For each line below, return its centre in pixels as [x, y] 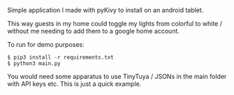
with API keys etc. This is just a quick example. [74, 84]
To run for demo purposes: [46, 44]
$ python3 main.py [34, 64]
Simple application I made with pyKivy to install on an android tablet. [105, 10]
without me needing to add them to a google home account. [94, 31]
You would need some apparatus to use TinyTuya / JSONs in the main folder [117, 76]
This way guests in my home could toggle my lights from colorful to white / [115, 23]
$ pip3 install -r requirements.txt [60, 57]
